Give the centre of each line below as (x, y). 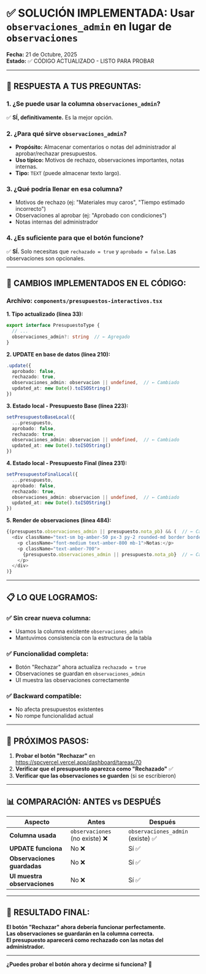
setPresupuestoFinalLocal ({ (42, 474)
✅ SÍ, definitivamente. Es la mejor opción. (60, 117)
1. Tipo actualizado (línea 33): (45, 314)
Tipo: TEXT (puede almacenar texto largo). (68, 173)
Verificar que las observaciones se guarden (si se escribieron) (96, 776)
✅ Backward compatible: (44, 696)
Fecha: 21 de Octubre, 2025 (42, 54)
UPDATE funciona (36, 849)
